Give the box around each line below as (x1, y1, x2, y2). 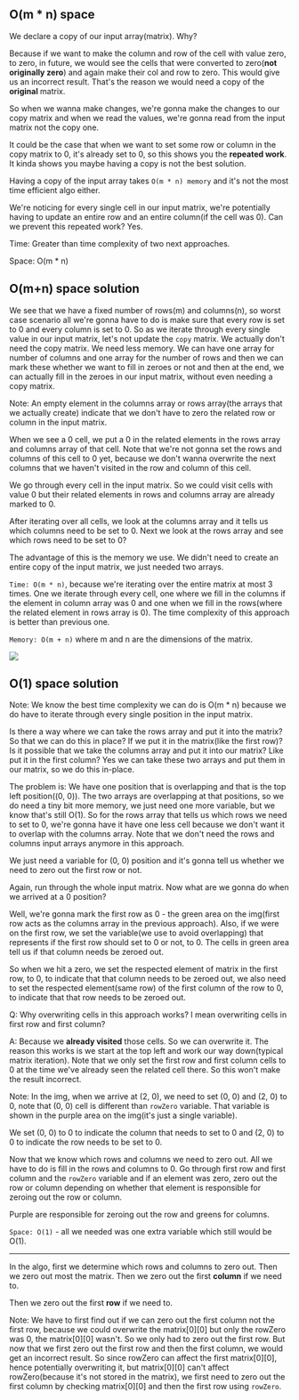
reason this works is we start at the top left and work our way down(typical (9, 1046, 284, 1056)
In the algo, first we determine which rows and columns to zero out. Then (9, 1261, 278, 1272)
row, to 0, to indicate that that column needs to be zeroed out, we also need (9, 974, 287, 984)
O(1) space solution (9, 676, 119, 692)
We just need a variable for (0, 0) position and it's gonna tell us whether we (9, 855, 285, 866)
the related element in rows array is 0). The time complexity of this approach (9, 607, 290, 618)
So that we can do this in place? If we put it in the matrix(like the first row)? (9, 736, 283, 747)
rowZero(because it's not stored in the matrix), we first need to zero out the (9, 1372, 286, 1382)
